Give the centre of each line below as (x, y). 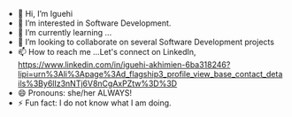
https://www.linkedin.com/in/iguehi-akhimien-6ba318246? (124, 65)
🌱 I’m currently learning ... (65, 32)
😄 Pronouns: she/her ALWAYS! (75, 93)
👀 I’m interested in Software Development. (94, 23)
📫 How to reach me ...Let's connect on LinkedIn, (107, 52)
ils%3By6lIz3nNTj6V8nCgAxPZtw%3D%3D (97, 83)
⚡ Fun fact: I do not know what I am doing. (94, 103)
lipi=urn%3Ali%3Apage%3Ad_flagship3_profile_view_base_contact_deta (150, 74)
